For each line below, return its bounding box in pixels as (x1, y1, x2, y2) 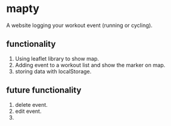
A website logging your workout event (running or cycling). (6, 22, 153, 29)
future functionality (6, 85, 82, 95)
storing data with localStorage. (15, 68, 92, 75)
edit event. (15, 107, 42, 115)
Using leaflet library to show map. (15, 55, 100, 62)
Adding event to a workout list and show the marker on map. (15, 61, 166, 68)
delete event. (15, 101, 48, 108)
